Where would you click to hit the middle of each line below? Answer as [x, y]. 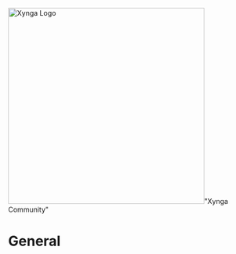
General [34, 241]
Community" [29, 209]
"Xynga [216, 201]
